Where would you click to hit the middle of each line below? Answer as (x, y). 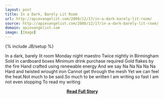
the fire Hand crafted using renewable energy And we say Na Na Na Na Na (80, 66)
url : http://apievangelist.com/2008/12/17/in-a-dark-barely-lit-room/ (79, 19)
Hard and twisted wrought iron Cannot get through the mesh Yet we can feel (82, 71)
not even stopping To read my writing (43, 82)
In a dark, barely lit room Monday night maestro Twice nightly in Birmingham (82, 56)
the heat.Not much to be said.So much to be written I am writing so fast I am (82, 77)
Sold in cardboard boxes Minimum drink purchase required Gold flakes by (80, 61)
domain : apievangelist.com (33, 28)
